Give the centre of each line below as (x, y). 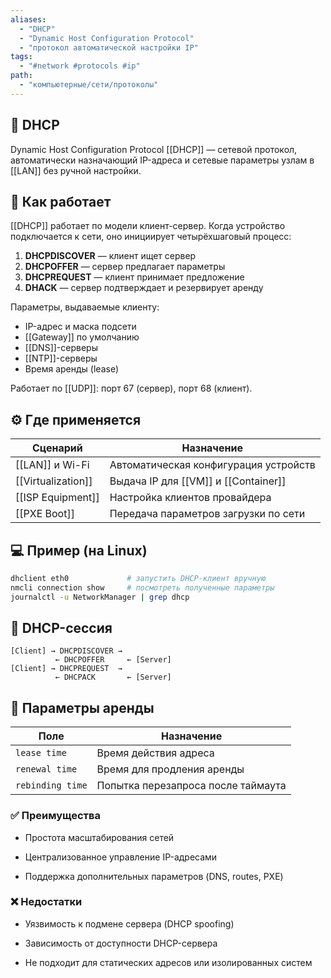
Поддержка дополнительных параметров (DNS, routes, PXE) (154, 876)
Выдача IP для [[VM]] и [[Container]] (198, 481)
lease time (41, 753)
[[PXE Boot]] (45, 514)
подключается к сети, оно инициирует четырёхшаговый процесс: (151, 237)
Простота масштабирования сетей (99, 837)
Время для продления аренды (170, 769)
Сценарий (57, 448)
